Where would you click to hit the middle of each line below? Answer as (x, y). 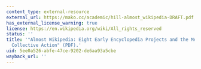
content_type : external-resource (48, 12)
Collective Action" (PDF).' (47, 46)
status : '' (20, 34)
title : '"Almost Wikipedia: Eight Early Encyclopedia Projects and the (97, 40)
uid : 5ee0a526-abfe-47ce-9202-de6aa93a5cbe (61, 51)
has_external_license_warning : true (52, 23)
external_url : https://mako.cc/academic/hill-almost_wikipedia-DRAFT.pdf (100, 17)
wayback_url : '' (26, 56)
